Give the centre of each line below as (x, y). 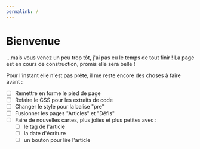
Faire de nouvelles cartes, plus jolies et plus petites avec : (86, 120)
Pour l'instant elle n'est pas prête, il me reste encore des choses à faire (93, 75)
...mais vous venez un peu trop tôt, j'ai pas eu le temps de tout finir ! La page (100, 58)
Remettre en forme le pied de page (58, 93)
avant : (15, 81)
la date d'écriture (45, 133)
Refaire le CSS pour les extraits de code (64, 100)
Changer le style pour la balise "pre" (59, 106)
